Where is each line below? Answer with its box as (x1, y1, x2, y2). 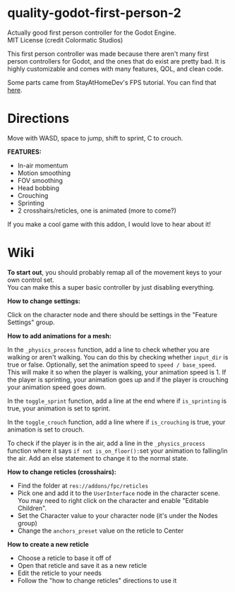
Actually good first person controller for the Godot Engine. (7, 28, 176, 37)
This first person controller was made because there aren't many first (7, 49, 210, 58)
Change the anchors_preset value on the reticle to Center (17, 526, 184, 535)
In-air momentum (17, 161, 68, 170)
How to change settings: (7, 297, 81, 305)
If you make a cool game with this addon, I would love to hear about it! (7, 220, 211, 228)
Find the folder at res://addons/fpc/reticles (17, 481, 149, 490)
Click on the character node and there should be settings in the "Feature (7, 310, 217, 319)
